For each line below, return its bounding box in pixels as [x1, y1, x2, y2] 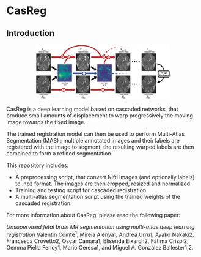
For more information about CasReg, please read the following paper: [6, 211, 181, 218]
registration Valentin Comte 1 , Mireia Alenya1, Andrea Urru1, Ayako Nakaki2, [6, 229, 194, 238]
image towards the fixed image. [6, 118, 86, 125]
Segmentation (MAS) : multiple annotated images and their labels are [6, 136, 180, 144]
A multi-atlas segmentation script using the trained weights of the [15, 193, 180, 200]
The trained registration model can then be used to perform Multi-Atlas [6, 130, 185, 138]
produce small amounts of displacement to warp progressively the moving [6, 111, 194, 119]
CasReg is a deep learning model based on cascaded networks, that [6, 105, 178, 113]
